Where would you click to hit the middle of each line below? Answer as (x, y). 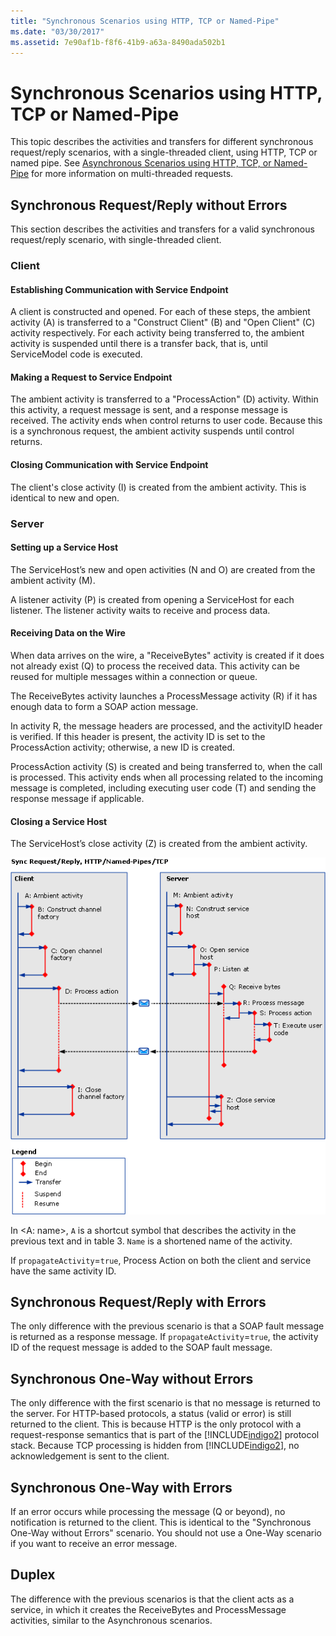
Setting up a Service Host (64, 547)
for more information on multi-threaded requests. (132, 174)
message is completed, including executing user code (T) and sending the (163, 787)
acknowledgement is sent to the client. (90, 1456)
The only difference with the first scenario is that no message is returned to (165, 1403)
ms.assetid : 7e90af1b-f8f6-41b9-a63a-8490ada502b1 (118, 42)
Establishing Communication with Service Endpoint (119, 289)
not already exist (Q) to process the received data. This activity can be (155, 666)
